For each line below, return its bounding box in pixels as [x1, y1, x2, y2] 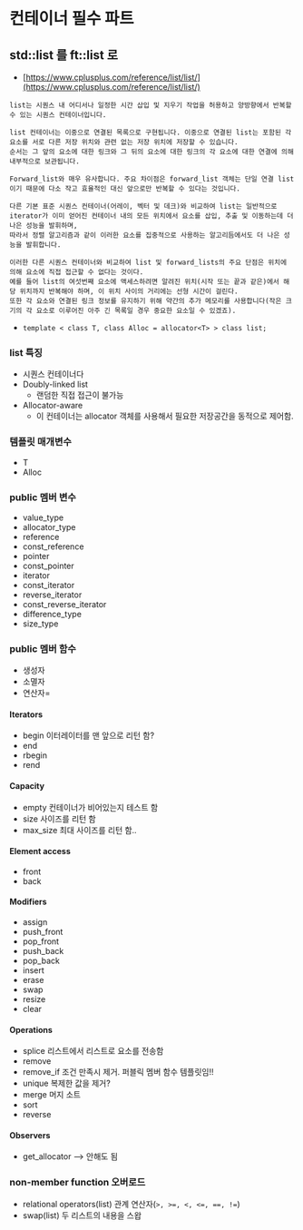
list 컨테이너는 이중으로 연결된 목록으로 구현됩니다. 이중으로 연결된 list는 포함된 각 [9, 128, 292, 137]
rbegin [22, 750, 48, 761]
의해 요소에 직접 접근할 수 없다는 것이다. [9, 268, 144, 277]
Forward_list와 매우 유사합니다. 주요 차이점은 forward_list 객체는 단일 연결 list [9, 174, 295, 183]
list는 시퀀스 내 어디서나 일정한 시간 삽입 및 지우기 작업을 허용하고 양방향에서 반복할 [9, 101, 292, 110]
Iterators [9, 709, 44, 720]
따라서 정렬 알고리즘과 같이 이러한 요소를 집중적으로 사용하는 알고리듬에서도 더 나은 [9, 231, 280, 240]
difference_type [22, 608, 82, 619]
